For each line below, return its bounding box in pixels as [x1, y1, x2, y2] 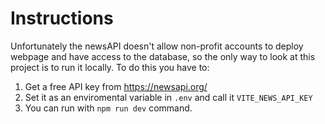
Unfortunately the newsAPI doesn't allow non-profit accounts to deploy [10, 40, 304, 52]
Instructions [10, 7, 114, 30]
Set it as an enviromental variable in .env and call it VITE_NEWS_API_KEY [24, 91, 313, 103]
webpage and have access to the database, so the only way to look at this [10, 50, 316, 62]
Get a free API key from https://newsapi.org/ [24, 80, 208, 92]
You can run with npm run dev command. [24, 102, 193, 114]
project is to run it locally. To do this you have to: [10, 61, 210, 73]
